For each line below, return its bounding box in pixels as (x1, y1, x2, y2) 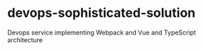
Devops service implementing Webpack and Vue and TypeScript (7, 28, 197, 37)
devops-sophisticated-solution (7, 5, 196, 21)
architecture (7, 35, 43, 44)
